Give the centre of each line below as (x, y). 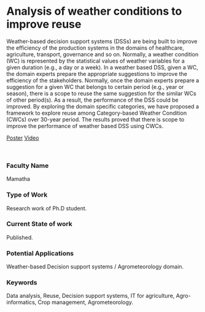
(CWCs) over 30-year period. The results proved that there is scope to (95, 119)
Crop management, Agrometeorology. (86, 302)
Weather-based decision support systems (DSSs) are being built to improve (102, 41)
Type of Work (27, 195)
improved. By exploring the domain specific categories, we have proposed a (103, 106)
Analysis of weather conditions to (94, 11)
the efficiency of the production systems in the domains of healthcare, (95, 48)
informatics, (21, 302)
